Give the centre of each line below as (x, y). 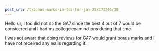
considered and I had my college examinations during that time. (69, 28)
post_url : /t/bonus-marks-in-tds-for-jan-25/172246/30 (62, 9)
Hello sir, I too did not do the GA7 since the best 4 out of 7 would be (73, 23)
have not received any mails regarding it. (46, 43)
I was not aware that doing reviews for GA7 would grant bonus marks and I (80, 38)
